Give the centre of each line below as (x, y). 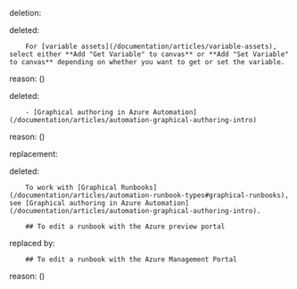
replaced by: (32, 243)
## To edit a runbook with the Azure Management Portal (132, 260)
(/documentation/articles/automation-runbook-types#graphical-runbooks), (149, 195)
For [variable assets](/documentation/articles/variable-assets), (151, 46)
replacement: (33, 154)
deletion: (25, 13)
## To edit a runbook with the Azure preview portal (125, 227)
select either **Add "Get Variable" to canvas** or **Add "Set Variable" (149, 54)
